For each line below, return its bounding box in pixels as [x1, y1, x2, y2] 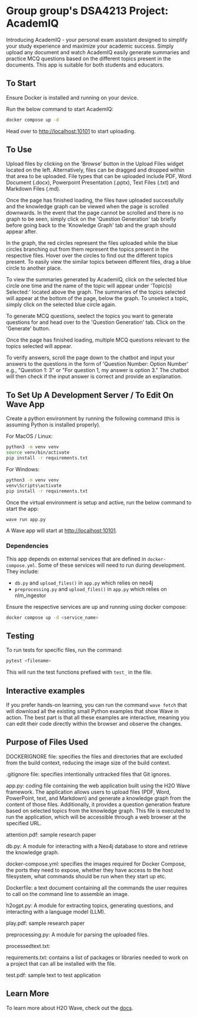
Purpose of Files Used [6, 737, 88, 747]
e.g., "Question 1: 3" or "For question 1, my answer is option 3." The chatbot [6, 367, 189, 374]
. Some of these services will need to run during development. [35, 562, 186, 569]
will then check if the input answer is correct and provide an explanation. [6, 373, 182, 380]
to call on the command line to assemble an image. [6, 890, 129, 897]
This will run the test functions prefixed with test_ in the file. [6, 668, 152, 676]
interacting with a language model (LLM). [6, 908, 106, 915]
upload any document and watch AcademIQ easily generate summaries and [6, 48, 190, 55]
